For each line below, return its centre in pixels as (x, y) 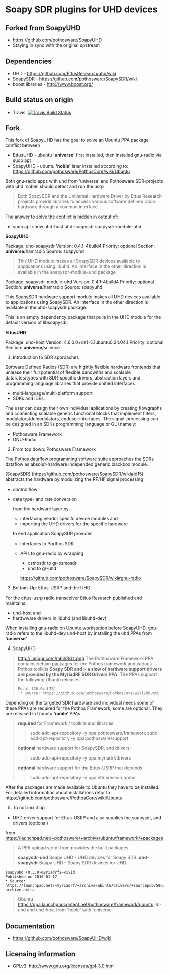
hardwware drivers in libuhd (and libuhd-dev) (59, 618)
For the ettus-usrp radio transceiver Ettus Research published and (74, 598)
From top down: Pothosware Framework (54, 449)
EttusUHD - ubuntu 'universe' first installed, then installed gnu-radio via (87, 155)
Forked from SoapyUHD (43, 28)
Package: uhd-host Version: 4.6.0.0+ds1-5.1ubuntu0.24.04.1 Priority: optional (84, 342)
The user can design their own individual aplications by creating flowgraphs (84, 408)
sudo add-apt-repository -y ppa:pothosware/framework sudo (94, 733)
